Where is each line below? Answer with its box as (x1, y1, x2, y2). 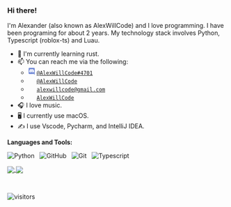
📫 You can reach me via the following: (17, 58, 129, 66)
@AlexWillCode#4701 (36, 70, 93, 77)
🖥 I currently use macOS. (17, 112, 89, 120)
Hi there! (7, 6, 38, 15)
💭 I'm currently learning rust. (17, 49, 99, 58)
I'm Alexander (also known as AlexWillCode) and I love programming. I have (7, 22, 224, 30)
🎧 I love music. (17, 101, 63, 109)
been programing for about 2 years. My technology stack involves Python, (7, 29, 221, 37)
